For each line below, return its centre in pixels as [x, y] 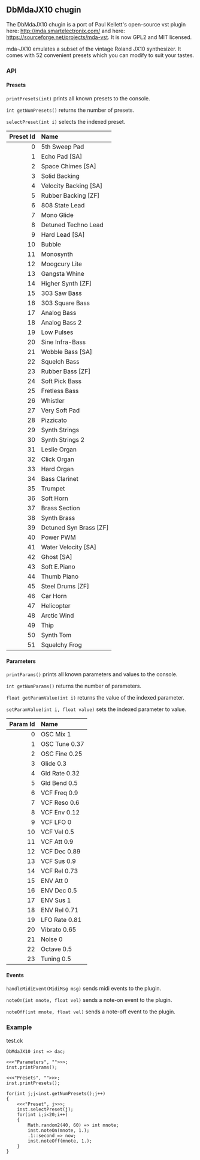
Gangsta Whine [63, 273]
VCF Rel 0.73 [60, 871]
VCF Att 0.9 [57, 842]
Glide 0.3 [54, 764]
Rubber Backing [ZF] [70, 195]
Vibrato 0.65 [59, 930]
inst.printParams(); [32, 1067]
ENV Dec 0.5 [59, 891]
